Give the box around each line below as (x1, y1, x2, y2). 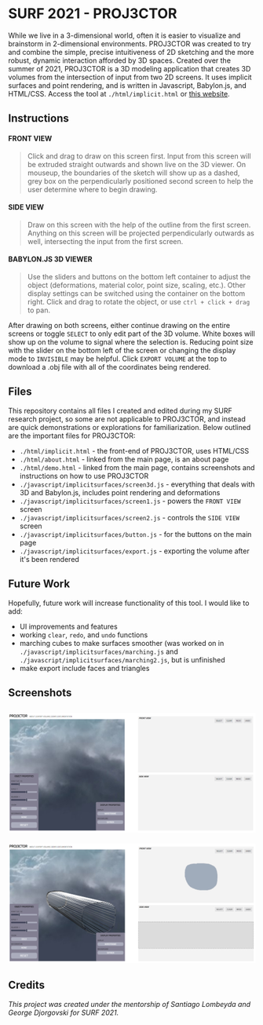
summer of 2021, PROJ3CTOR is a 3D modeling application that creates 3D (8, 64, 251, 73)
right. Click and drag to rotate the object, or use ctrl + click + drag (27, 297, 250, 306)
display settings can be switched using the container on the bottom (27, 288, 246, 298)
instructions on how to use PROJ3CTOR (19, 471, 149, 480)
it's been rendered (19, 554, 80, 564)
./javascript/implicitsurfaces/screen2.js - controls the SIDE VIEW (19, 512, 240, 522)
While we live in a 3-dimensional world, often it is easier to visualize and (8, 31, 241, 40)
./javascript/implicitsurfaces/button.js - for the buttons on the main (19, 529, 252, 538)
